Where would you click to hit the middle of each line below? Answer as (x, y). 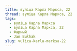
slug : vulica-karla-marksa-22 (36, 41)
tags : (10, 18)
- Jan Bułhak (23, 37)
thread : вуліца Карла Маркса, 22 (39, 14)
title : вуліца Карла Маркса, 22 (38, 9)
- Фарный (18, 32)
